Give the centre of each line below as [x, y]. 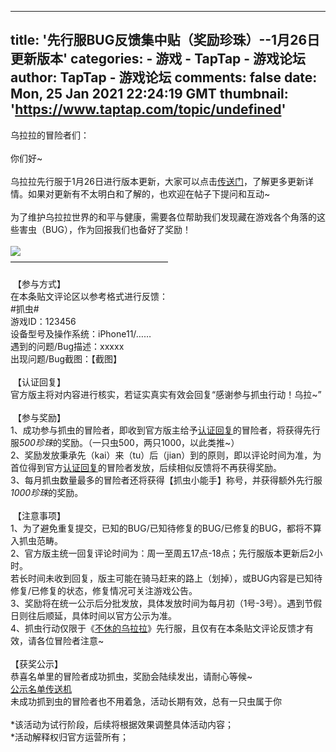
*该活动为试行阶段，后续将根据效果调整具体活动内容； [122, 724]
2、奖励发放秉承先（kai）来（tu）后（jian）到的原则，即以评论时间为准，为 [166, 455]
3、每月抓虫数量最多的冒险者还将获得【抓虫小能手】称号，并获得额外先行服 [166, 480]
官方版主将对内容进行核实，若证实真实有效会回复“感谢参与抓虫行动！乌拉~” [166, 394]
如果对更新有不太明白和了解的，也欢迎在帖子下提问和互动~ [149, 193]
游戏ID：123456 [43, 321]
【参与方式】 [39, 283]
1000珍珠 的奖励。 [47, 492]
